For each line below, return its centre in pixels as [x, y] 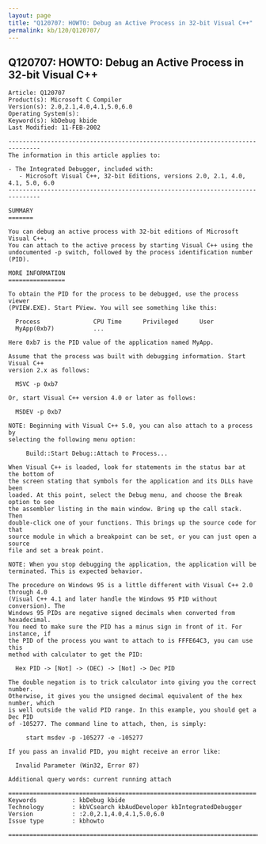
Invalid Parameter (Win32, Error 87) [78, 766]
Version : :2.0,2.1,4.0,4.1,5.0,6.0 [86, 814]
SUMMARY [21, 211]
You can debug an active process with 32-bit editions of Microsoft [123, 232]
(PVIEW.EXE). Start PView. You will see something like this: [113, 308]
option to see [32, 502]
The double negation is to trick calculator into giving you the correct [133, 682]
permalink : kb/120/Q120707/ [55, 30]
